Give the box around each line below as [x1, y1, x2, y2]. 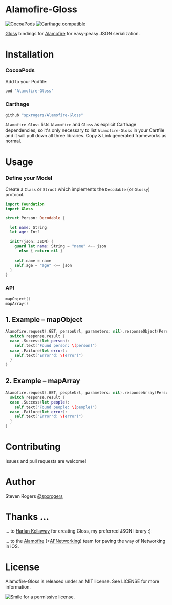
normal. [5, 138, 21, 144]
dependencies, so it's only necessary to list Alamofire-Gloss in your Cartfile [5, 127, 165, 133]
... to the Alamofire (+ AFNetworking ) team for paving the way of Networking [5, 538, 165, 544]
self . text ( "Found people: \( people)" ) [14, 405, 97, 410]
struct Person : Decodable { [5, 215, 66, 221]
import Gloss [5, 206, 33, 211]
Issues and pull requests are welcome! [5, 457, 87, 464]
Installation [5, 49, 54, 60]
